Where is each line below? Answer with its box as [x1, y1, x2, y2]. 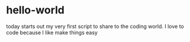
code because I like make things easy [6, 29, 98, 36]
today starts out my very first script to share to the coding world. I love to [6, 23, 185, 30]
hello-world [6, 3, 65, 17]
